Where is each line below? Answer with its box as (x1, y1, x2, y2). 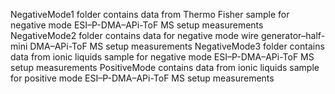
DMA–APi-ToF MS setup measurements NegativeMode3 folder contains (29, 40, 325, 52)
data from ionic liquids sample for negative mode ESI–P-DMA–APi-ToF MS (10, 51, 315, 63)
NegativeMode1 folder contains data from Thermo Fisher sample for (10, 9, 290, 20)
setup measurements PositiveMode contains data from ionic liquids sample (10, 62, 320, 73)
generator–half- (260, 30, 326, 41)
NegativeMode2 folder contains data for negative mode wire (10, 30, 259, 41)
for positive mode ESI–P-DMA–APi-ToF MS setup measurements (10, 72, 275, 84)
